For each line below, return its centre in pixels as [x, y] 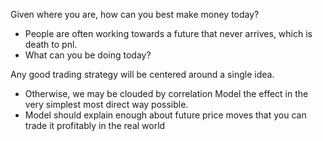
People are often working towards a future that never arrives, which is [168, 33]
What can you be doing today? [88, 55]
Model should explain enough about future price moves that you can [165, 115]
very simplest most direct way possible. [106, 104]
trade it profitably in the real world [95, 125]
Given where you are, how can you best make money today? [135, 14]
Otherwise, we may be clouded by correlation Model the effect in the [166, 93]
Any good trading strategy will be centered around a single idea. [142, 74]
